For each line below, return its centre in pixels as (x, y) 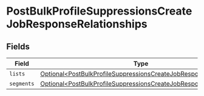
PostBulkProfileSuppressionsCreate (99, 11)
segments (22, 84)
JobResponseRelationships (77, 24)
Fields (18, 46)
